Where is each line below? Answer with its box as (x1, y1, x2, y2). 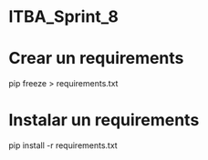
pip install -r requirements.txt (8, 140, 118, 151)
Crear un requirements (8, 48, 184, 69)
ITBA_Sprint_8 (8, 6, 120, 27)
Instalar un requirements (8, 110, 200, 131)
